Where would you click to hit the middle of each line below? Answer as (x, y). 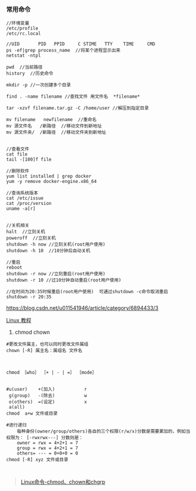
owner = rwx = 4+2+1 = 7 (48, 443)
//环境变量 (18, 23)
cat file (17, 154)
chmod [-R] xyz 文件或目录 (37, 460)
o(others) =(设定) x (48, 402)
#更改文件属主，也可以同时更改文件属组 (48, 344)
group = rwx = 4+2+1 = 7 (48, 448)
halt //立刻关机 (26, 232)
